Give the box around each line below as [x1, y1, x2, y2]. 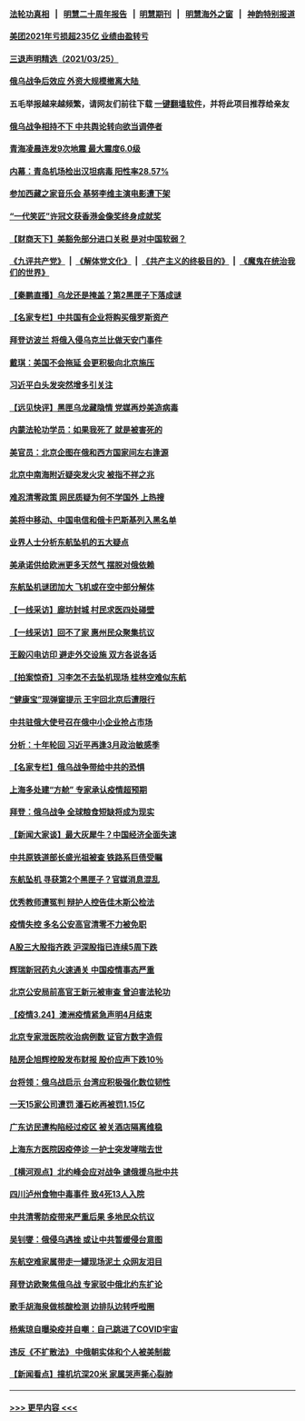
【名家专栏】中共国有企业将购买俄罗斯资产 [9, 312, 169, 323]
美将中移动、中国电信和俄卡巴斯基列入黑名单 [9, 514, 177, 525]
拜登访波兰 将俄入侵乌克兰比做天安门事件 [9, 334, 163, 345]
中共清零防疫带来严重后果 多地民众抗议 [9, 1211, 155, 1222]
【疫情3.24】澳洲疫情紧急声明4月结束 [9, 1009, 152, 1019]
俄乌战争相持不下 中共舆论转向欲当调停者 [9, 121, 163, 132]
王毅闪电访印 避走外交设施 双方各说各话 [9, 650, 157, 661]
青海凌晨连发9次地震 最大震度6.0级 [9, 144, 141, 154]
